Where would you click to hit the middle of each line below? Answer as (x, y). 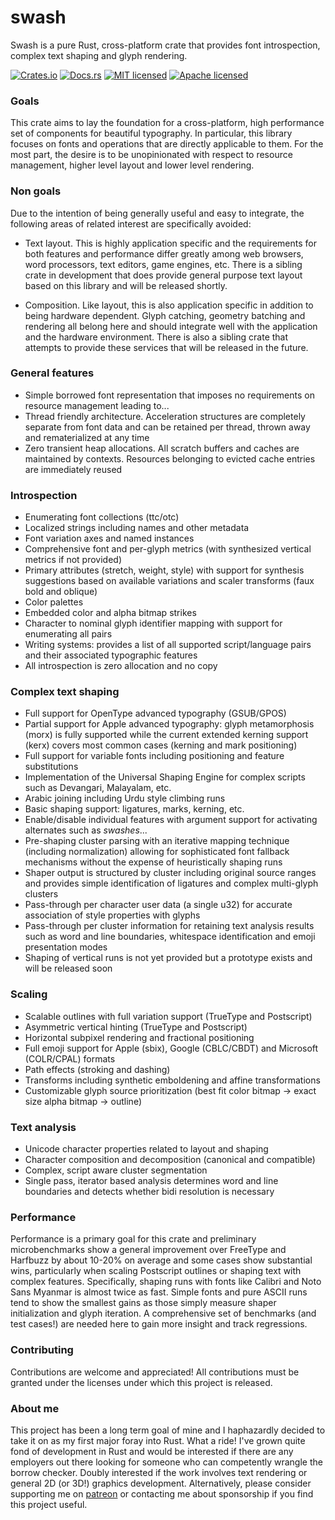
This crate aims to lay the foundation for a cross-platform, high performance (167, 123)
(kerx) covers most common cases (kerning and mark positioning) (161, 745)
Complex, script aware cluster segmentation (116, 1170)
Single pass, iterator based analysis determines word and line (151, 1181)
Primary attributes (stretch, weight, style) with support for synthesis (164, 570)
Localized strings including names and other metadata (137, 528)
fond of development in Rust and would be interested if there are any (152, 1451)
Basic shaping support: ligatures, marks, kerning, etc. (134, 809)
